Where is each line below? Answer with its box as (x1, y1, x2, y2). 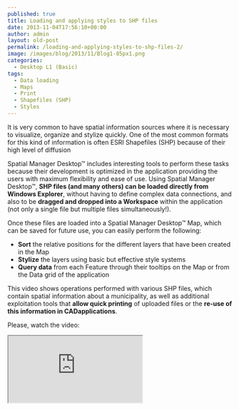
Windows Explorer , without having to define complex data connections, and (7, 190, 232, 198)
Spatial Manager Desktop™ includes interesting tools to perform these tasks (7, 159, 230, 168)
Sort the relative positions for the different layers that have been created (17, 240, 230, 248)
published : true (7, 10, 56, 18)
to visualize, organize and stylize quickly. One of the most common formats (7, 130, 229, 139)
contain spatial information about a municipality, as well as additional (7, 292, 210, 300)
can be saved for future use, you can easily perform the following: (7, 226, 202, 235)
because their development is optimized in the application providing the (7, 167, 218, 175)
